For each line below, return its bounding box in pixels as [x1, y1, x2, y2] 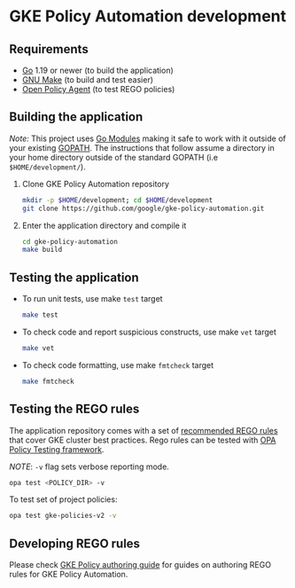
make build [21, 246, 63, 255]
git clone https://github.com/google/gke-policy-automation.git [21, 204, 265, 213]
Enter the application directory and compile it [21, 220, 187, 231]
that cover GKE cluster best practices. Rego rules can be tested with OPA [9, 435, 276, 445]
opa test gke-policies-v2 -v [9, 512, 117, 521]
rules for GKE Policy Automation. [9, 569, 128, 580]
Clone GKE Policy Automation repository [21, 178, 170, 189]
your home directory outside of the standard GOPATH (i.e [9, 152, 219, 162]
